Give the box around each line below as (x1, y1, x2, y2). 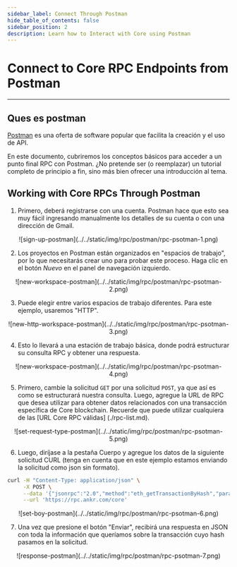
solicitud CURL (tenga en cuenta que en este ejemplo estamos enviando (17, 455, 228, 464)
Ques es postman (7, 112, 86, 124)
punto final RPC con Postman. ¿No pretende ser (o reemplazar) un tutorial (7, 160, 222, 168)
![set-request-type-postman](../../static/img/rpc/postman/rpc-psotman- (13, 426, 224, 435)
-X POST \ (23, 483, 52, 491)
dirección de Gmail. (17, 221, 75, 229)
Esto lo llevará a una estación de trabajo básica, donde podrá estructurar (17, 340, 230, 350)
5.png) (109, 434, 128, 443)
